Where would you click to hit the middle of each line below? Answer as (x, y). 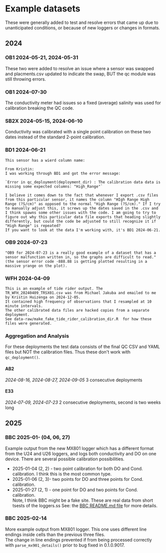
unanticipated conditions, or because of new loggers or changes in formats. (83, 27)
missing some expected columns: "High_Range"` (54, 186)
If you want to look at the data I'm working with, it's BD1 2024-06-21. (83, 230)
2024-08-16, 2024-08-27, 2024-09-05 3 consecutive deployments (74, 380)
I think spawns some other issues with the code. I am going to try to (81, 213)
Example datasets (43, 9)
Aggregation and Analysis (37, 336)
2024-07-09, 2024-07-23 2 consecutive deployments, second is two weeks (83, 402)
